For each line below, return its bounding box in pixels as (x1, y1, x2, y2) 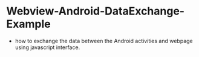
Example (6, 17, 51, 31)
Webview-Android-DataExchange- (6, 4, 185, 18)
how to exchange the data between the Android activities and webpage (15, 37, 193, 44)
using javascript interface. (15, 44, 80, 51)
